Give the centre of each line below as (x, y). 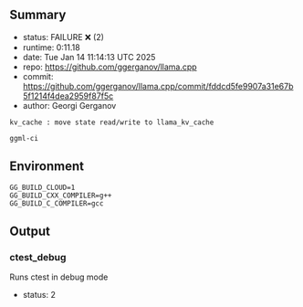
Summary (38, 15)
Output (30, 232)
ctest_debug (38, 257)
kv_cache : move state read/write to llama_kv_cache (112, 122)
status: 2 (39, 295)
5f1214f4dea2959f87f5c (68, 96)
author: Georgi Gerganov (69, 105)
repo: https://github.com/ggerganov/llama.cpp (110, 67)
